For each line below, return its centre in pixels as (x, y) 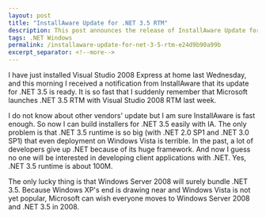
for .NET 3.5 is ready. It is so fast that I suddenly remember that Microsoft (128, 92)
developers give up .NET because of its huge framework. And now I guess (129, 149)
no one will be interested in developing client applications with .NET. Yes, (127, 158)
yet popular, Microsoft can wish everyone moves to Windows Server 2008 (129, 198)
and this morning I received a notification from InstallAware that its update (129, 83)
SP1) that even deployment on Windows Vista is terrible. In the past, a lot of (131, 141)
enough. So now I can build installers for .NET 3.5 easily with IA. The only (127, 124)
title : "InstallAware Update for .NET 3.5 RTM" (88, 23)
